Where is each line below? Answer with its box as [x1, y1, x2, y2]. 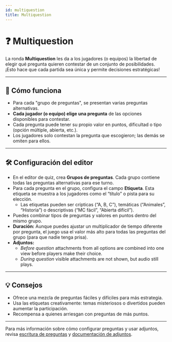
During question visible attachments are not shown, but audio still [20, 256, 159, 262]
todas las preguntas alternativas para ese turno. [12, 180, 114, 186]
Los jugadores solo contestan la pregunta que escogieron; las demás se [12, 133, 165, 139]
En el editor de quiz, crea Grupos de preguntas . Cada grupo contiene [12, 175, 160, 181]
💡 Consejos [5, 281, 42, 290]
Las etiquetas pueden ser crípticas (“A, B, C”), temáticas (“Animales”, [20, 202, 166, 208]
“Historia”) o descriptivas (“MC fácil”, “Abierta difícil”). [20, 207, 134, 213]
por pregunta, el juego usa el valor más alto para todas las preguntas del [12, 229, 166, 235]
